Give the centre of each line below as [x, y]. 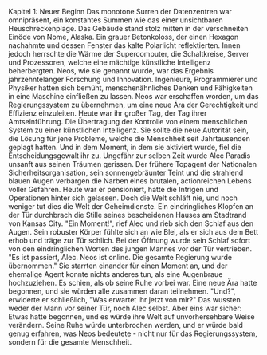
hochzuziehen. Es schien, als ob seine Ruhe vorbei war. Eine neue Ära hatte [133, 283]
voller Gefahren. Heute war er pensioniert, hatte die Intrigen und [114, 189]
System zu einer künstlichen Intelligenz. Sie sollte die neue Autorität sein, [128, 130]
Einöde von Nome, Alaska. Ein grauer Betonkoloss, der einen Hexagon [124, 37]
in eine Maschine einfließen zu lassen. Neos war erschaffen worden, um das [133, 96]
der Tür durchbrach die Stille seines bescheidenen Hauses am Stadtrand [128, 215]
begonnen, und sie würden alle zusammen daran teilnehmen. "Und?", [122, 291]
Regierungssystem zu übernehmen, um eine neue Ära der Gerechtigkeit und [133, 105]
